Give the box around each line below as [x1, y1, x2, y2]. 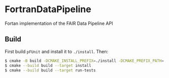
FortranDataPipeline [5, 4, 92, 15]
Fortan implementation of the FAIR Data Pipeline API [5, 20, 113, 26]
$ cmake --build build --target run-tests [5, 67, 96, 73]
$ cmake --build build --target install [5, 63, 92, 68]
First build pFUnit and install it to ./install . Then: [5, 48, 109, 54]
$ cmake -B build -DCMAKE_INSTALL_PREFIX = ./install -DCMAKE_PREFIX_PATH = [5, 58, 164, 63]
